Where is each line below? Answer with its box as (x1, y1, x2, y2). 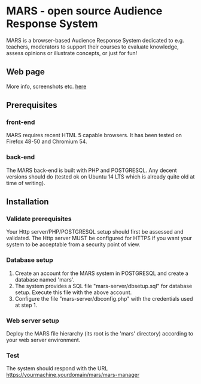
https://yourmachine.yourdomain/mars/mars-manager (6, 371, 139, 379)
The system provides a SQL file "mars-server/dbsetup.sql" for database (14, 282, 193, 289)
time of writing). (6, 179, 46, 186)
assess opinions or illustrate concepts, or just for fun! (6, 49, 138, 56)
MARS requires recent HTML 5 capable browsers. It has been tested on (6, 132, 182, 139)
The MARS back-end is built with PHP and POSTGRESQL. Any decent (6, 167, 178, 174)
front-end (6, 118, 35, 126)
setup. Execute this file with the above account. (14, 289, 132, 296)
